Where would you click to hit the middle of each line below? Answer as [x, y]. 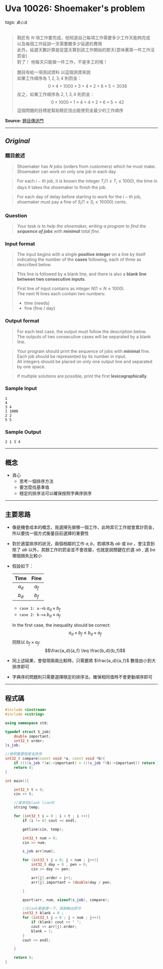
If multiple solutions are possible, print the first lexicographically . [82, 376]
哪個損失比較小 [27, 556]
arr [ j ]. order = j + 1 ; [52, 878]
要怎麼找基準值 [34, 487]
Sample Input [21, 388]
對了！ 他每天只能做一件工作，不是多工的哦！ [62, 62]
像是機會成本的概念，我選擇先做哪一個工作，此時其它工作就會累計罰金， [84, 527]
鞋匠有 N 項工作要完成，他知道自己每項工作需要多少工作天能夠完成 [83, 38]
